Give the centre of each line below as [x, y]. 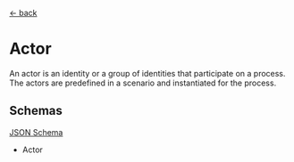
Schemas [36, 111]
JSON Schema [36, 132]
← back [23, 13]
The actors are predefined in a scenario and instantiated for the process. [143, 83]
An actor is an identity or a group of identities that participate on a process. [147, 73]
